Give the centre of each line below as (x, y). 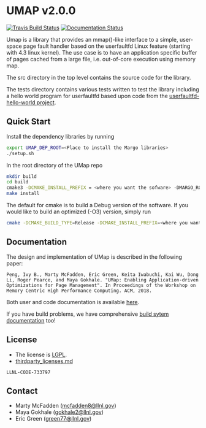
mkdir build (21, 176)
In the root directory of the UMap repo (55, 165)
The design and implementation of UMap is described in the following (94, 257)
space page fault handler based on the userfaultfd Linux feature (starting (98, 46)
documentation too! (31, 320)
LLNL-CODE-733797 (29, 372)
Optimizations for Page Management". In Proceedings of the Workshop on (101, 285)
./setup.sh (20, 153)
